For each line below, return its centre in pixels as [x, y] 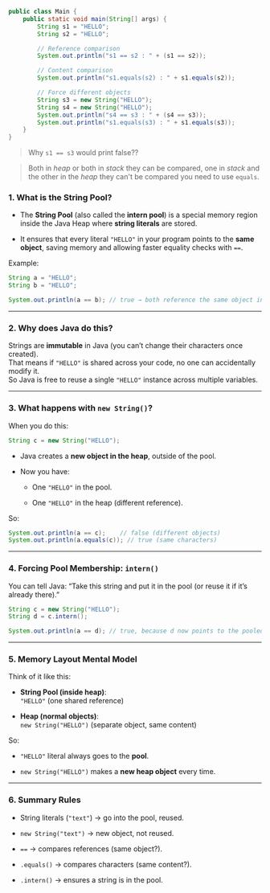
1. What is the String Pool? [60, 198]
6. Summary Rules [45, 800]
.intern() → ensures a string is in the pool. [91, 879]
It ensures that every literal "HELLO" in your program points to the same [137, 239]
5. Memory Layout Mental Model [73, 659]
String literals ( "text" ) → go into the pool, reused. [102, 817]
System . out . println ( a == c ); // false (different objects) [115, 533]
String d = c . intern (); [48, 616]
